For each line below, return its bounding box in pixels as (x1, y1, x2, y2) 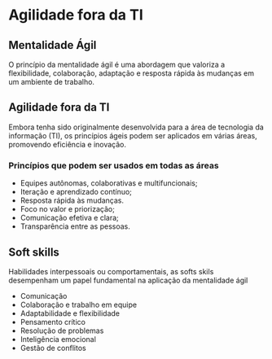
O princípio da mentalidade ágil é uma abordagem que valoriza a (8, 59, 226, 69)
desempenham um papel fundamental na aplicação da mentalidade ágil (8, 275, 248, 285)
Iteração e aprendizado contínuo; (20, 187, 133, 197)
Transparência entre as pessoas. (20, 221, 130, 231)
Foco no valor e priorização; (20, 204, 116, 214)
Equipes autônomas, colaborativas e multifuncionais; (20, 178, 198, 188)
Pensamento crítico (20, 317, 86, 326)
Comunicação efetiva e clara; (20, 213, 120, 223)
